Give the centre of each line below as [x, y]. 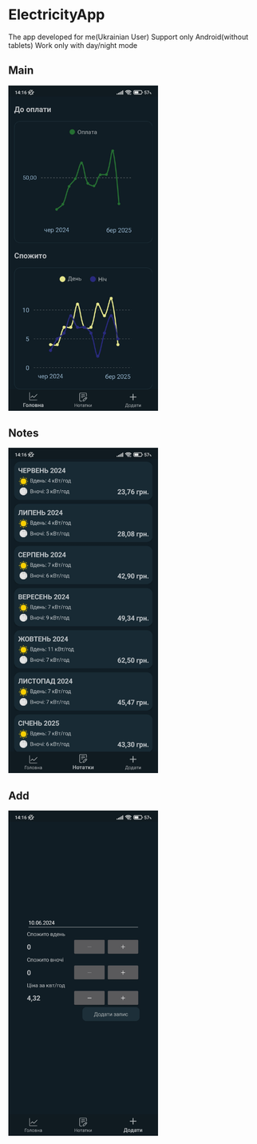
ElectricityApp [57, 15]
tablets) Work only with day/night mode [73, 45]
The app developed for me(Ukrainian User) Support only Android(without [128, 37]
